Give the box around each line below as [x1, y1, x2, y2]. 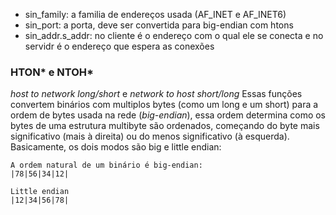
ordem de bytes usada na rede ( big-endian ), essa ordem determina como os [10, 109, 327, 121]
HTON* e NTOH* [10, 65, 95, 79]
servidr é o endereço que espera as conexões [24, 40, 215, 52]
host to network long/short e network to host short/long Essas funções [10, 88, 303, 100]
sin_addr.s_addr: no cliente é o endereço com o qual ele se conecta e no [24, 30, 324, 41]
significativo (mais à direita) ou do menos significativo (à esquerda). [10, 130, 290, 143]
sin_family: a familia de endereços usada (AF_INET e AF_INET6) [24, 9, 287, 20]
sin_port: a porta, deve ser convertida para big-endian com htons [24, 19, 294, 31]
